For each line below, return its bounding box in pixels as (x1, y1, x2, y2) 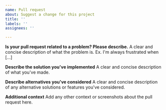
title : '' (5, 16, 26, 21)
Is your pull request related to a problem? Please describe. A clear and (5, 44, 153, 50)
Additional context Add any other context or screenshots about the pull (5, 94, 153, 100)
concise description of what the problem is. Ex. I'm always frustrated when (5, 49, 159, 55)
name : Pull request (5, 7, 46, 12)
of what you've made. (5, 69, 50, 75)
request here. (5, 99, 33, 105)
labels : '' (5, 21, 28, 26)
